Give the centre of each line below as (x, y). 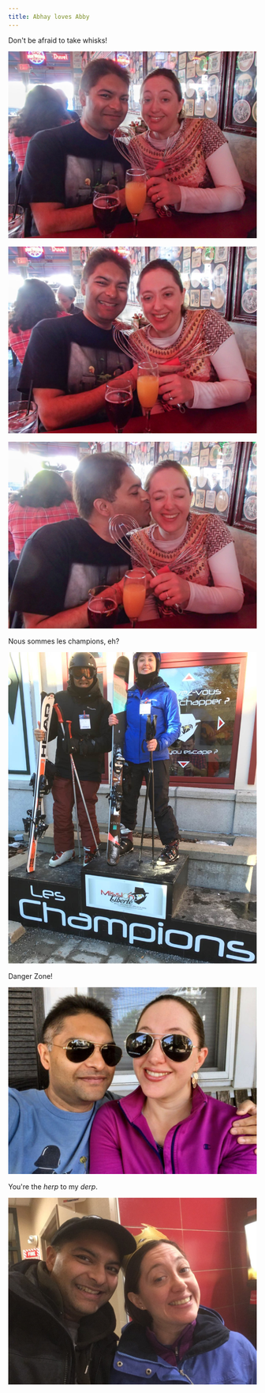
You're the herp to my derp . (53, 1187)
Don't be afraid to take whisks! (58, 40)
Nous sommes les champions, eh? (64, 641)
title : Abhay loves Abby (49, 17)
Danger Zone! (30, 976)
